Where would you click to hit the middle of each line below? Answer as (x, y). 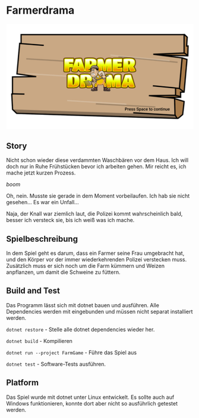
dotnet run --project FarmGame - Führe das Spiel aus (72, 353)
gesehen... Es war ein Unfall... (42, 202)
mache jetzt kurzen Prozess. (41, 173)
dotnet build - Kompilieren (40, 341)
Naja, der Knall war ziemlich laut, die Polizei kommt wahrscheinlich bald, (94, 214)
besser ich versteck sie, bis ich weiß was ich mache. (70, 220)
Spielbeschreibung (42, 239)
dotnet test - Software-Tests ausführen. (56, 364)
